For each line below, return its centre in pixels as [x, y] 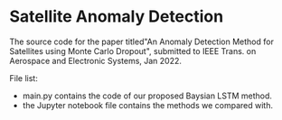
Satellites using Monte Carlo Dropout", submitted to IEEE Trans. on [133, 51]
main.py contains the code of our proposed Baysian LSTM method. [147, 96]
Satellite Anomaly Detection [117, 17]
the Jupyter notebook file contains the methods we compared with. [148, 105]
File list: [23, 78]
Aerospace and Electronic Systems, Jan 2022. [96, 60]
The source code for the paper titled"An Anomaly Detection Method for [141, 42]
